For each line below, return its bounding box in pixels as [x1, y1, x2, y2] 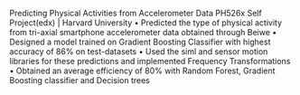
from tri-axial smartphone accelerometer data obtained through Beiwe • [9, 27, 277, 37]
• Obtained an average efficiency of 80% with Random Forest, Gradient [9, 65, 276, 76]
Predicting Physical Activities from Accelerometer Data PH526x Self [9, 8, 262, 18]
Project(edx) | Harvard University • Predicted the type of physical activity [9, 17, 283, 28]
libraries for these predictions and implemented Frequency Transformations [9, 56, 291, 66]
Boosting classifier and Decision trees [9, 75, 151, 85]
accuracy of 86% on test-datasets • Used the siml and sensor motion [9, 46, 268, 57]
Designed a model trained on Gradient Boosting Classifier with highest [9, 36, 271, 47]
